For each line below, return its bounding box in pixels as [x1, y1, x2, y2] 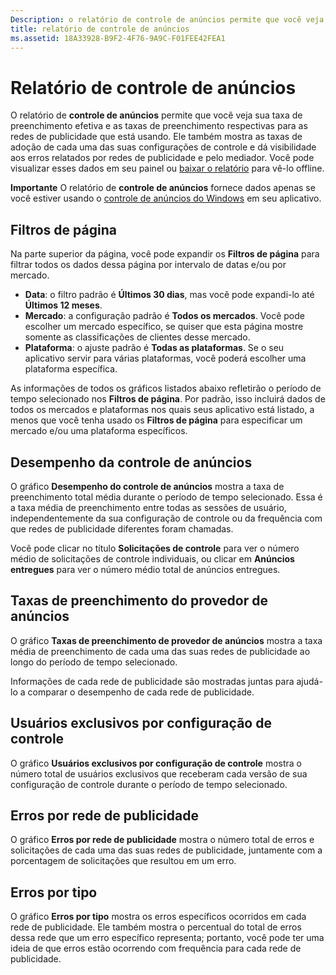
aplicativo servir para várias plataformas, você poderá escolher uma [24, 352, 307, 365]
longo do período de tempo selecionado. [10, 656, 178, 668]
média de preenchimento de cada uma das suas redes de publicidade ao [10, 645, 311, 657]
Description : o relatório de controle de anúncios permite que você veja [10, 14, 325, 25]
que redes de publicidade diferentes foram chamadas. [10, 522, 234, 535]
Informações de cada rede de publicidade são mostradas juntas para [10, 675, 295, 687]
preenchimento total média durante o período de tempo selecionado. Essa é [10, 491, 323, 503]
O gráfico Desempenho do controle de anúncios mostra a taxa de [10, 480, 285, 492]
